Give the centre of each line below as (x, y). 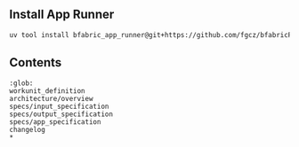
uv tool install (39, 35)
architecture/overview (51, 98)
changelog (28, 129)
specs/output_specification (61, 114)
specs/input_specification (59, 106)
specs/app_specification (55, 122)
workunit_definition (48, 91)
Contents (36, 62)
